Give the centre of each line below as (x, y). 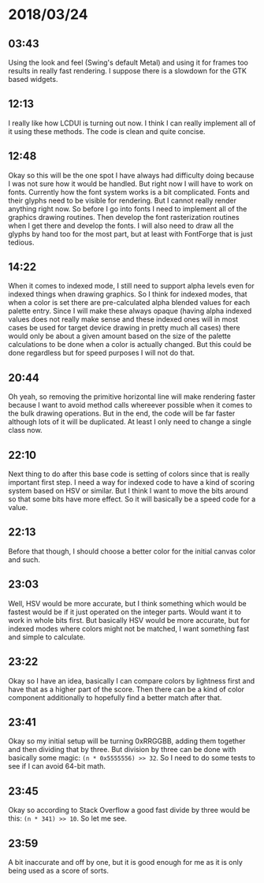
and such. (24, 559)
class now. (25, 430)
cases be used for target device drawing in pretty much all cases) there (124, 328)
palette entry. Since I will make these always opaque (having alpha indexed (130, 311)
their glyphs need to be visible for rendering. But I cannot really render (123, 200)
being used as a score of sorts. (58, 870)
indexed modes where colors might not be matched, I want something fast (129, 628)
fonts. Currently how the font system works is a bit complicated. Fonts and (129, 192)
